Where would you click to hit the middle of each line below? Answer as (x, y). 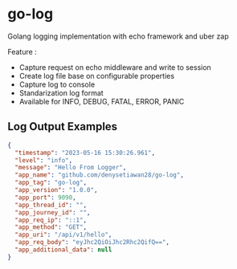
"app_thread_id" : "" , (51, 205)
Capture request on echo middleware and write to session (115, 67)
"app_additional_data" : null (63, 250)
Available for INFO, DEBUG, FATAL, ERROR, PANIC (102, 101)
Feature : (22, 51)
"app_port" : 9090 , (46, 198)
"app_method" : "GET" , (51, 227)
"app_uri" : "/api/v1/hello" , (63, 235)
